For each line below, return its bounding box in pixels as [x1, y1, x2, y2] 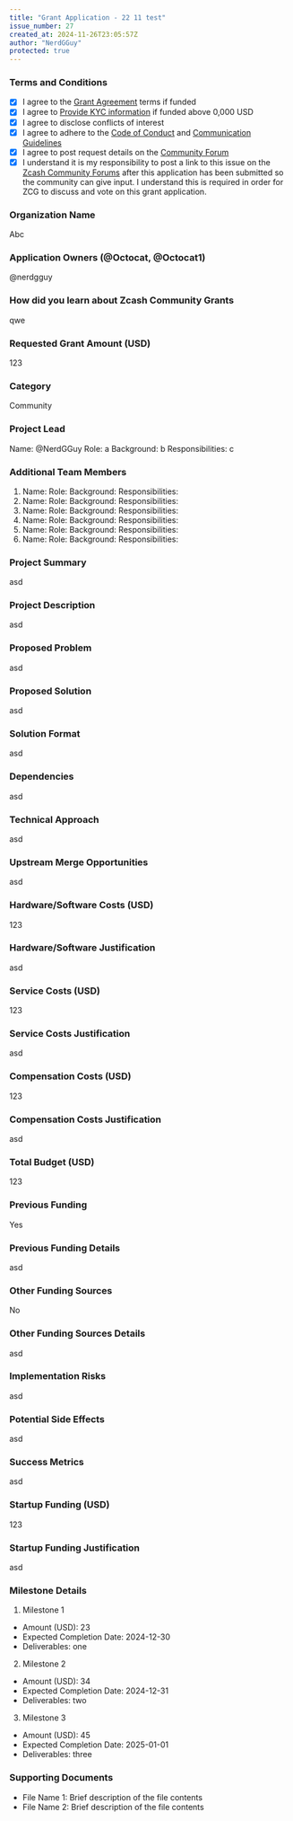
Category [9, 379, 52, 392]
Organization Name [9, 208, 96, 221]
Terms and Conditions [9, 76, 108, 89]
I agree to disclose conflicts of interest [22, 117, 164, 128]
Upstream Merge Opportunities [9, 855, 149, 868]
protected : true [9, 47, 70, 56]
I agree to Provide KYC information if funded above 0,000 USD [22, 107, 254, 118]
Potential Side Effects [9, 1412, 105, 1425]
